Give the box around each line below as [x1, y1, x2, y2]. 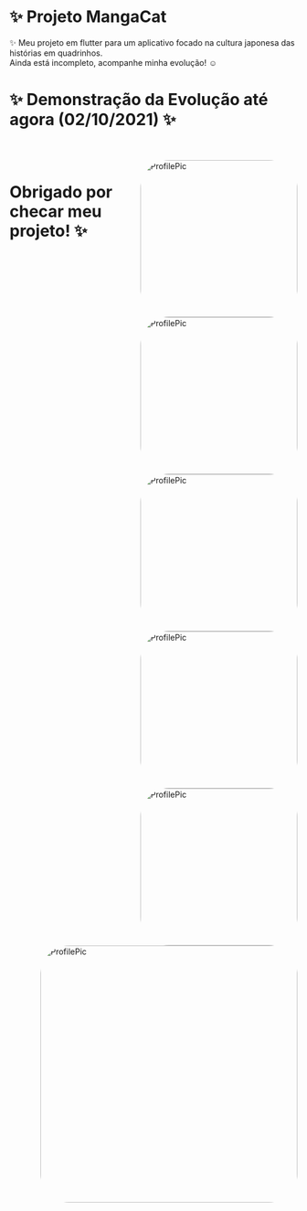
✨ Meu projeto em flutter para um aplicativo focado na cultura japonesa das [9, 37, 295, 48]
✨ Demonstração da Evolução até [9, 90, 269, 111]
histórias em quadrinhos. [9, 48, 103, 58]
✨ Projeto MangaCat [9, 6, 167, 27]
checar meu [9, 201, 102, 222]
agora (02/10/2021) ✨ [9, 110, 176, 130]
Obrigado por [9, 182, 112, 203]
